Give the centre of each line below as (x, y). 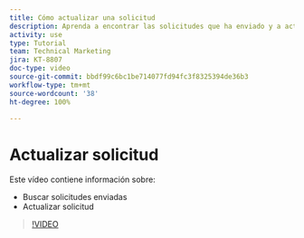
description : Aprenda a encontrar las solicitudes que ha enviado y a (145, 26)
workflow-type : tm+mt (50, 85)
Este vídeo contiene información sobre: (82, 180)
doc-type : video (40, 69)
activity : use (36, 34)
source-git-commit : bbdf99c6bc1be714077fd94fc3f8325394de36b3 (129, 77)
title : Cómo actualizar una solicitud (82, 18)
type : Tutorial (38, 43)
